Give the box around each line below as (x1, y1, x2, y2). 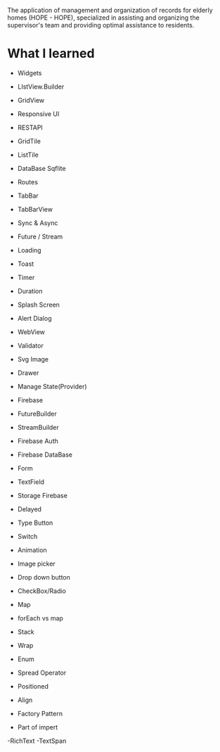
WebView (17, 327, 46, 336)
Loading (17, 246, 41, 254)
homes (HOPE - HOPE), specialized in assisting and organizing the (7, 13, 200, 22)
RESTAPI (17, 123, 44, 132)
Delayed (17, 504, 42, 513)
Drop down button (17, 573, 70, 581)
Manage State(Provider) (17, 382, 87, 390)
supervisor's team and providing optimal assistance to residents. (7, 21, 195, 29)
